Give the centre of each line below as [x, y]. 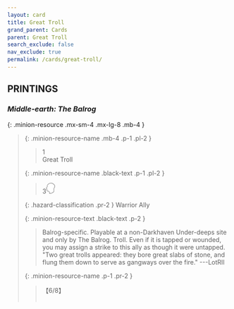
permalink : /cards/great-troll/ [55, 60]
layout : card [26, 15]
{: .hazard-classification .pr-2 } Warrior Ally [87, 205]
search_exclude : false [41, 45]
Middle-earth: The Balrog [52, 109]
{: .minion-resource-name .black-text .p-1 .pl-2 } [94, 173]
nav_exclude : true [34, 52]
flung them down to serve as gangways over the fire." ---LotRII [134, 262]
